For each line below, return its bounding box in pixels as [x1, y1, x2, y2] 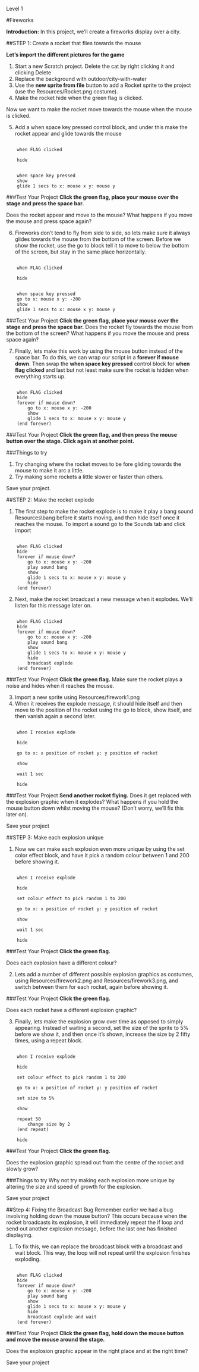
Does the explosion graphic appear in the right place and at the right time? [6, 1348, 188, 1354]
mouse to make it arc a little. [14, 467, 84, 474]
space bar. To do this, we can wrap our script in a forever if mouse [14, 354, 179, 361]
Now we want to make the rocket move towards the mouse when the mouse [6, 106, 192, 112]
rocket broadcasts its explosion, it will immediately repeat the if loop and [6, 1219, 184, 1226]
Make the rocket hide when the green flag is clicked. [14, 95, 144, 101]
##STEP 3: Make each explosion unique [6, 834, 104, 841]
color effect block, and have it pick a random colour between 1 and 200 [14, 852, 189, 859]
